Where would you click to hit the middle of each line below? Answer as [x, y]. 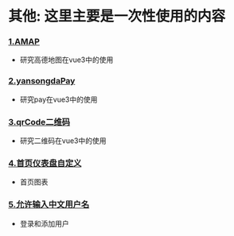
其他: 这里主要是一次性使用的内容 [117, 16]
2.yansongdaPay [42, 81]
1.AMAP [24, 42]
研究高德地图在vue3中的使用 [66, 60]
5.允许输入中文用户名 [49, 205]
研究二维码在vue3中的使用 [63, 141]
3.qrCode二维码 [39, 122]
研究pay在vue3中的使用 [58, 99]
